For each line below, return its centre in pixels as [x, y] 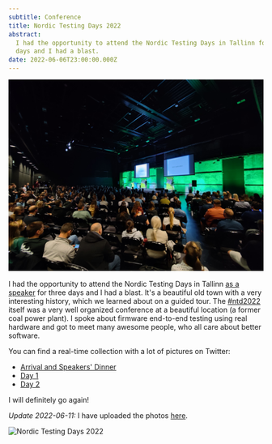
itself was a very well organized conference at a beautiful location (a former [134, 310]
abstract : [25, 34]
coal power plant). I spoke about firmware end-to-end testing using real [128, 318]
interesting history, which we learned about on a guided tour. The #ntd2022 [134, 301]
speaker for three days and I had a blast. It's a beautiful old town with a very [135, 292]
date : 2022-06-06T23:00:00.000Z [63, 60]
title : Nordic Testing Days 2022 [65, 26]
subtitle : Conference [45, 17]
